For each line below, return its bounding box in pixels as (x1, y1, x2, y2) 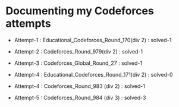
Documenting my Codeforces (5, 4, 154, 18)
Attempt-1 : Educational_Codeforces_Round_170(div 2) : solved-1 (14, 36, 172, 43)
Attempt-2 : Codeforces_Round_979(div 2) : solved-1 (14, 48, 143, 55)
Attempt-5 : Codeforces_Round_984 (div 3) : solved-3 (14, 94, 146, 101)
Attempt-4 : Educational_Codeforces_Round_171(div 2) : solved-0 (14, 71, 173, 78)
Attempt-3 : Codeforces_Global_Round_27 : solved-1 (14, 59, 143, 67)
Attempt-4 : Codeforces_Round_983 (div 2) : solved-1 (14, 82, 145, 90)
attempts (5, 17, 51, 30)
